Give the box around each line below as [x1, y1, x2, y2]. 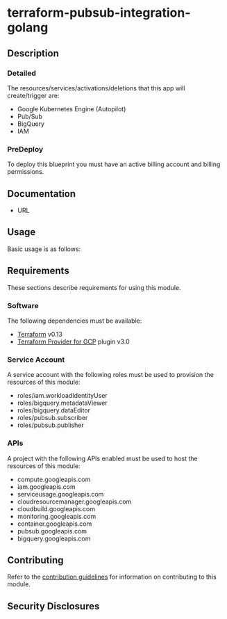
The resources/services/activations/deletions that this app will [7, 83, 185, 92]
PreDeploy [7, 144, 44, 154]
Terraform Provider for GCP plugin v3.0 [17, 337, 130, 346]
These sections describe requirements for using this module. [7, 283, 182, 291]
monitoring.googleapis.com [17, 512, 96, 520]
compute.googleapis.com [17, 475, 91, 483]
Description [7, 47, 59, 59]
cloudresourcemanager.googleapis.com [17, 497, 132, 506]
